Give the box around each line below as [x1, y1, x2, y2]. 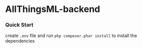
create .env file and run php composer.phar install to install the [5, 32, 137, 38]
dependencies [5, 38, 35, 44]
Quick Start [5, 21, 34, 28]
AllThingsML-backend [5, 3, 100, 15]
